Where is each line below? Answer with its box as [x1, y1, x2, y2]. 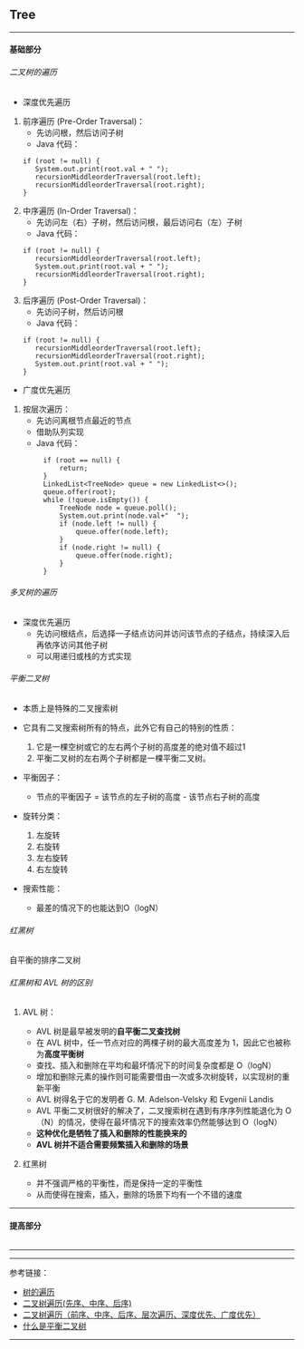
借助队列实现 [35, 426, 84, 437]
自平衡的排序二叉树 [9, 955, 81, 966]
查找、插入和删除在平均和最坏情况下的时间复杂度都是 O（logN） [35, 1060, 277, 1071]
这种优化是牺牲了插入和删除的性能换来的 [35, 1128, 187, 1139]
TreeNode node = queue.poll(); [59, 503, 177, 512]
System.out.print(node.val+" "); [59, 511, 190, 520]
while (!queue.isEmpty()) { [43, 495, 149, 504]
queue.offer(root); [43, 487, 117, 497]
